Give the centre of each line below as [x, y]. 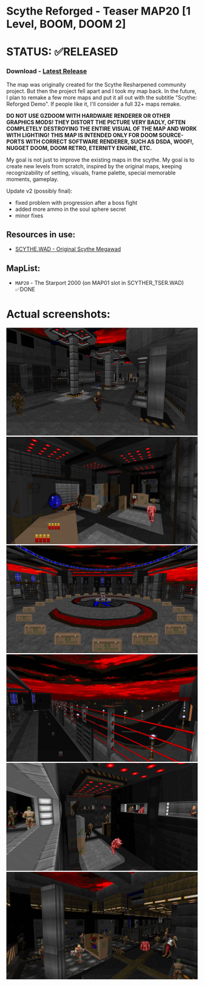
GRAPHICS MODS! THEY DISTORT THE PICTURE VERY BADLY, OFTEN [96, 122]
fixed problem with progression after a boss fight [76, 202]
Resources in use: [41, 235]
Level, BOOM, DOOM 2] [66, 24]
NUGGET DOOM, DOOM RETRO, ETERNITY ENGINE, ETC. [79, 148]
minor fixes [29, 215]
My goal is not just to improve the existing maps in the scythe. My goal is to [100, 160]
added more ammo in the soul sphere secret [70, 209]
